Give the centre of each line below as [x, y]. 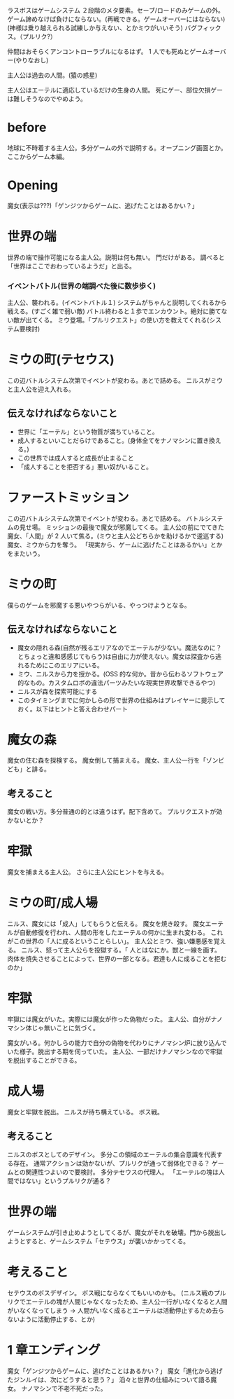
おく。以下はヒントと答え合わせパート [72, 709]
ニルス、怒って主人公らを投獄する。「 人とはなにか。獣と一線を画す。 [121, 950]
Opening [33, 185]
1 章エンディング [54, 1350]
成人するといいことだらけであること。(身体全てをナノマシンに [107, 440]
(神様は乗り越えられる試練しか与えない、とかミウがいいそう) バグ [102, 28]
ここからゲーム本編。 [38, 156]
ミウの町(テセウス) [61, 360]
